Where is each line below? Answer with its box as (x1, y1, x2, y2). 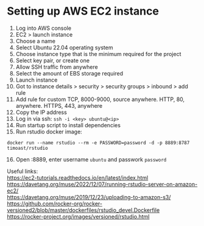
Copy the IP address (15, 108, 68, 116)
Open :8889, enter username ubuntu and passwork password (15, 155, 167, 163)
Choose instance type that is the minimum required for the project (15, 50, 181, 57)
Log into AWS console (15, 24, 72, 32)
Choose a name (15, 37, 55, 44)
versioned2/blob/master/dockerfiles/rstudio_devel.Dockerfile (7, 206, 160, 214)
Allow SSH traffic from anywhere (15, 63, 98, 71)
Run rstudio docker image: (15, 128, 83, 135)
